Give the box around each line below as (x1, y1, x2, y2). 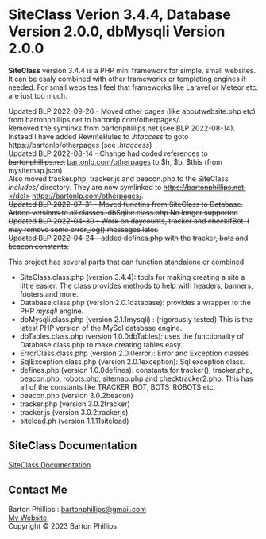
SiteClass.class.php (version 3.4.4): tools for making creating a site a (19, 272, 245, 281)
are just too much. (8, 91, 67, 100)
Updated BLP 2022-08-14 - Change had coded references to (8, 149, 208, 158)
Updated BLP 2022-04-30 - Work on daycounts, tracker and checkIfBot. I (8, 216, 250, 226)
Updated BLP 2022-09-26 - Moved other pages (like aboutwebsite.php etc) (8, 106, 256, 116)
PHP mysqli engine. (19, 306, 84, 316)
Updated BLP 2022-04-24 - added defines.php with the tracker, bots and (8, 233, 249, 242)
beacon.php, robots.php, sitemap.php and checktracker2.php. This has (19, 374, 253, 383)
